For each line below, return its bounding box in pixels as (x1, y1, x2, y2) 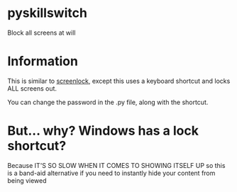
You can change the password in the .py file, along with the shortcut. (7, 98, 209, 106)
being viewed (7, 176, 48, 185)
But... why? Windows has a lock (7, 123, 199, 139)
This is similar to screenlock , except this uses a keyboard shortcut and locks (7, 77, 231, 85)
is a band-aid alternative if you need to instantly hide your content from (7, 169, 216, 177)
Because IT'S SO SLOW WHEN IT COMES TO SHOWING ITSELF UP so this (7, 161, 226, 169)
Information (7, 53, 78, 69)
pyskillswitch (7, 5, 87, 21)
